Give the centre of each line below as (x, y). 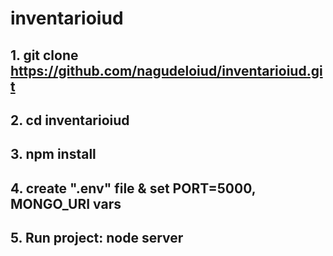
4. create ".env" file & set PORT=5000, (133, 188)
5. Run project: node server (97, 238)
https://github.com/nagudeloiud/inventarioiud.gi (166, 70)
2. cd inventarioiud (70, 120)
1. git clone (44, 55)
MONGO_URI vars (66, 203)
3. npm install (53, 154)
